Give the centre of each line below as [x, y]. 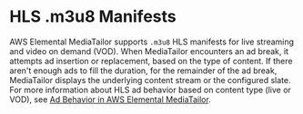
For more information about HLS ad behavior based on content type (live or [150, 90]
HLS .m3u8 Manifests [93, 17]
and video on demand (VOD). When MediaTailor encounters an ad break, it [149, 51]
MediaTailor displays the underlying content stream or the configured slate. [150, 80]
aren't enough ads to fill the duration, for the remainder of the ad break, [143, 71]
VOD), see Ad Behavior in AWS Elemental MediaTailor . [110, 99]
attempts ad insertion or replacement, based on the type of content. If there [151, 61]
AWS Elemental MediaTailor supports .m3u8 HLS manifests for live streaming [151, 42]
